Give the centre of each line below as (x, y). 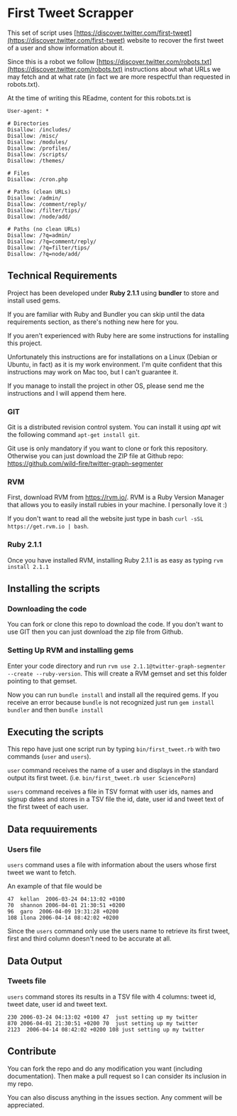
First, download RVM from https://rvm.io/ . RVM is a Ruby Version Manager (116, 497)
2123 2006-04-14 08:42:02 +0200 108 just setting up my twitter (106, 1029)
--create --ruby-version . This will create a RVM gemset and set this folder (117, 673)
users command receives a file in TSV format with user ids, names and (111, 792)
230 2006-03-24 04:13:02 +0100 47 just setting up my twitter (103, 1017)
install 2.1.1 (28, 567)
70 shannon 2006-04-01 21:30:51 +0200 (66, 906)
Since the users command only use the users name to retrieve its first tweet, (119, 931)
